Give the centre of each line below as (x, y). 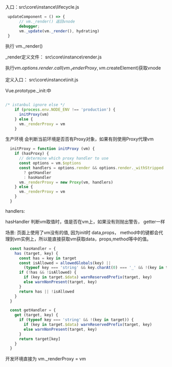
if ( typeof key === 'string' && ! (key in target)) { (76, 320)
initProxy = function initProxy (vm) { (52, 149)
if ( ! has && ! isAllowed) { (48, 273)
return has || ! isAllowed (46, 291)
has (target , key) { (36, 253)
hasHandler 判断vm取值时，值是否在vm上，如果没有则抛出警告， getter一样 (85, 221)
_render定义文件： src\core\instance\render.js (53, 57)
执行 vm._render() (24, 46)
